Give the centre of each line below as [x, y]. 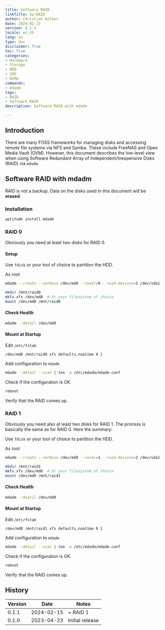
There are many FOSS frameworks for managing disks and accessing [76, 142]
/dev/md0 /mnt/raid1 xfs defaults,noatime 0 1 [54, 528]
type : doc [15, 42]
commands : [15, 83]
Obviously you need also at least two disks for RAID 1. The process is [75, 424]
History [17, 590]
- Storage [15, 65]
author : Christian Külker [32, 19]
